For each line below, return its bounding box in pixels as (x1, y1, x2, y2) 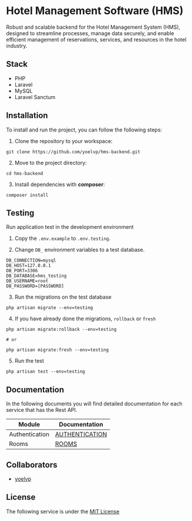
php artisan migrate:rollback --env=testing (6, 327, 117, 333)
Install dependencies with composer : (14, 181, 105, 188)
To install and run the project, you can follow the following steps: (6, 126, 163, 133)
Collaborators (6, 459, 58, 470)
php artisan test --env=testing (6, 368, 85, 375)
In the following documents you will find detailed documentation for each (6, 400, 183, 407)
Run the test (14, 357, 44, 364)
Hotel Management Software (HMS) (6, 4, 184, 18)
